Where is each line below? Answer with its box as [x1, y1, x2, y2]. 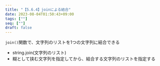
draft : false [5, 25, 32, 30]
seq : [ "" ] [5, 21, 26, 26]
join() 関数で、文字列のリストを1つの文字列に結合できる [5, 40, 120, 45]
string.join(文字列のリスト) [12, 50, 67, 56]
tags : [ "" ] [5, 16, 28, 21]
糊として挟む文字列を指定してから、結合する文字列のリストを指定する [12, 56, 156, 62]
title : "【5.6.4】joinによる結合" [5, 7, 71, 12]
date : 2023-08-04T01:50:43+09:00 [5, 12, 74, 17]
